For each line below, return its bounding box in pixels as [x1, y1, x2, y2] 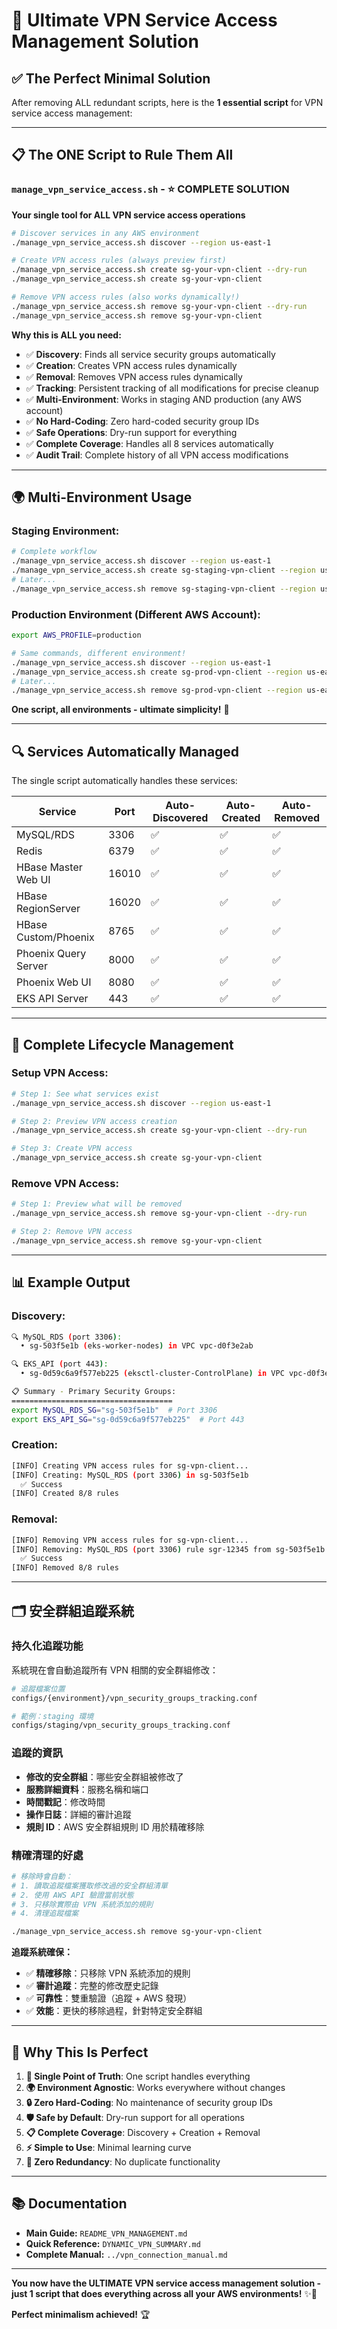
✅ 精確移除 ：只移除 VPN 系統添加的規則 [25, 1967, 191, 1979]
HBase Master [16, 860, 83, 874]
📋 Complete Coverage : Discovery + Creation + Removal [25, 2126, 261, 2138]
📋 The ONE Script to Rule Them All [11, 147, 234, 164]
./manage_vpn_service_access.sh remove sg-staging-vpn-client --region [11, 584, 316, 594]
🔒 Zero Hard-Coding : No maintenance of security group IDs [25, 2096, 273, 2108]
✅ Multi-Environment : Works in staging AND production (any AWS [25, 393, 303, 405]
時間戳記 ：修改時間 [25, 1795, 106, 1808]
